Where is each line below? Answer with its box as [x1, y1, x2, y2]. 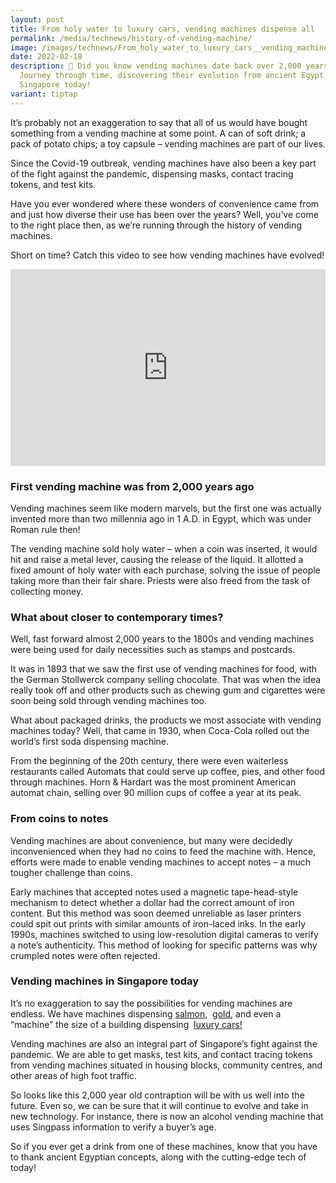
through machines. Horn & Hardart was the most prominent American [10, 776, 297, 788]
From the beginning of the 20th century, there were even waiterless [10, 755, 289, 767]
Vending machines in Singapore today [10, 974, 200, 988]
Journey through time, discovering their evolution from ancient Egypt [19, 71, 325, 81]
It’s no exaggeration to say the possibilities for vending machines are [10, 997, 293, 1009]
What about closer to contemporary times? [10, 610, 224, 624]
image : [10, 42, 38, 53]
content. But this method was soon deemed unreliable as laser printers [10, 907, 302, 919]
